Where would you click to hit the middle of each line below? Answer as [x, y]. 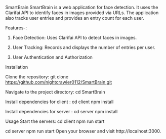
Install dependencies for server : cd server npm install [61, 111]
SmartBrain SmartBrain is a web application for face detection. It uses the [82, 7]
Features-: [16, 28]
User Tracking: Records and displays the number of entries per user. [84, 47]
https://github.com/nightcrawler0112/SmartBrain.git [59, 82]
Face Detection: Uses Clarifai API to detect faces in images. [75, 38]
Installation [17, 67]
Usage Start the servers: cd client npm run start [55, 121]
